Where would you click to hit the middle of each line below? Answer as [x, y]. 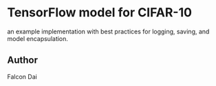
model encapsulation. [38, 38]
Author [22, 60]
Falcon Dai [22, 76]
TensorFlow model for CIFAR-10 [100, 13]
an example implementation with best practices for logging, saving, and [108, 31]
